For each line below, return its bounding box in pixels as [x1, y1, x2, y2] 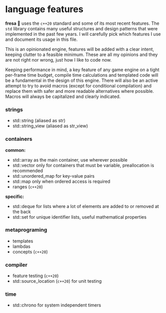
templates [12, 238, 34, 244]
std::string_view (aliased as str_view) [12, 123, 88, 129]
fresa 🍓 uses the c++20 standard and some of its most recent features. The [5, 20, 159, 26]
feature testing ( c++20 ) [12, 273, 59, 279]
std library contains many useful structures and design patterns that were [5, 25, 158, 31]
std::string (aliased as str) [12, 118, 66, 124]
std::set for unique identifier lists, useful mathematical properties [12, 214, 147, 220]
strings [5, 106, 24, 113]
